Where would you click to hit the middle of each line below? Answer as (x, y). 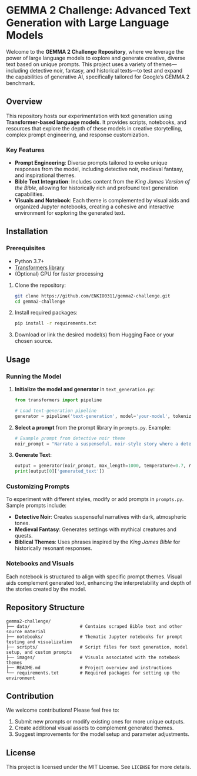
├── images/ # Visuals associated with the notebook (93, 657)
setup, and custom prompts (39, 652)
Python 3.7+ (29, 261)
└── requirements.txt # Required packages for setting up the (93, 673)
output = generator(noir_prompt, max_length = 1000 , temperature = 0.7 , (100, 466)
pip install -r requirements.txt (56, 323)
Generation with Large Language (88, 23)
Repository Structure (46, 608)
